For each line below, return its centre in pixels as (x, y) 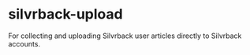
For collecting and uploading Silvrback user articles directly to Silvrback (125, 36)
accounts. (24, 43)
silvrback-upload (66, 14)
